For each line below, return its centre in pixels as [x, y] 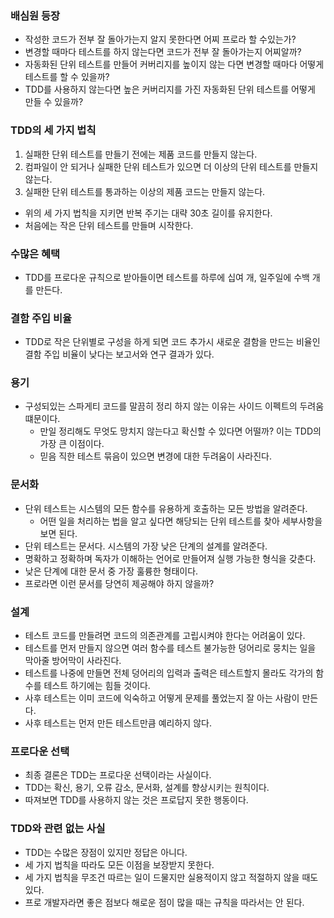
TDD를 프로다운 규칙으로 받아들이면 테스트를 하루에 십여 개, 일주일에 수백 [167, 277]
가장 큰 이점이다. [72, 444]
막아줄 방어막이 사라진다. [73, 661]
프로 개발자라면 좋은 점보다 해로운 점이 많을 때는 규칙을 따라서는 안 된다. [164, 902]
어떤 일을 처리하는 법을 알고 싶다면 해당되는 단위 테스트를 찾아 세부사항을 [181, 521]
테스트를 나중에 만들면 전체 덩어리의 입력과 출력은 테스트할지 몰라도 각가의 [169, 673]
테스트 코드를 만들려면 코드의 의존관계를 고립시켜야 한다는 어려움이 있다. [165, 636]
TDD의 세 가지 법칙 [53, 130]
